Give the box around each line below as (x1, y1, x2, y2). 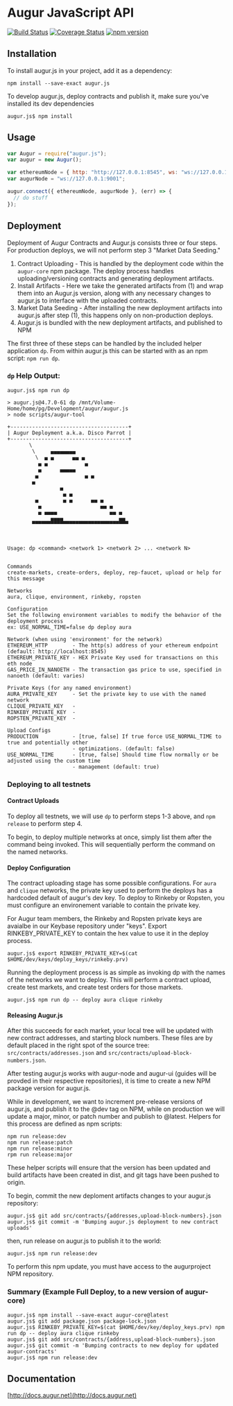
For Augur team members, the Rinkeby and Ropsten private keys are (7, 915, 202, 923)
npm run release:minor (7, 1145, 73, 1153)
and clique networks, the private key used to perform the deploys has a (7, 886, 213, 895)
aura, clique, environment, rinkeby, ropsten (7, 593, 141, 600)
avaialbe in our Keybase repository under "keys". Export (7, 922, 167, 931)
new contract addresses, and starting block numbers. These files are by (7, 1034, 213, 1042)
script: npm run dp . (7, 354, 60, 362)
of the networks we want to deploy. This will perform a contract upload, (7, 976, 212, 984)
